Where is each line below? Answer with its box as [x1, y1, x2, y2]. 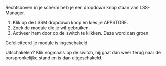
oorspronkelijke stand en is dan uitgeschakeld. [5, 55, 103, 61]
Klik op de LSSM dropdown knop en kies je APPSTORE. [12, 20, 128, 25]
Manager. [5, 10, 25, 16]
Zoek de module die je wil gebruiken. [12, 25, 90, 31]
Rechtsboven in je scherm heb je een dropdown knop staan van [5, 5, 139, 10]
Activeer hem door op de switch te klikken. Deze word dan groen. [12, 30, 150, 36]
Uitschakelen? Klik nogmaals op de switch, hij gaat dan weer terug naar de [5, 50, 161, 55]
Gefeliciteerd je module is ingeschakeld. [5, 40, 89, 46]
